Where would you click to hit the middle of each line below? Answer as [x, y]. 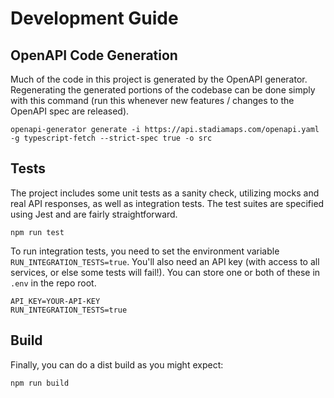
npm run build [40, 383]
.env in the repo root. [53, 283]
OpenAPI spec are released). [70, 111]
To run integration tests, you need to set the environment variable [145, 251]
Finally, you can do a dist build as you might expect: [117, 364]
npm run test [37, 232]
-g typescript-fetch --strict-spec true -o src [111, 138]
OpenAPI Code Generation [94, 55]
